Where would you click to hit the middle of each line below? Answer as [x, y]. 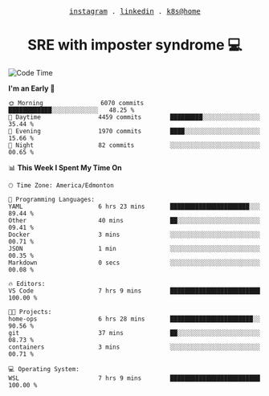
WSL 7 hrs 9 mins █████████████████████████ [134, 378]
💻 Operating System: [44, 369]
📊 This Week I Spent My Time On [65, 167]
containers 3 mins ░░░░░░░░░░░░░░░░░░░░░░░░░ [134, 347]
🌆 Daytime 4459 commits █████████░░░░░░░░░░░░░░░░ [134, 117]
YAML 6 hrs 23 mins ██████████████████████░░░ [134, 206]
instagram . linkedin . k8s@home [135, 11]
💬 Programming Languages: [51, 199]
